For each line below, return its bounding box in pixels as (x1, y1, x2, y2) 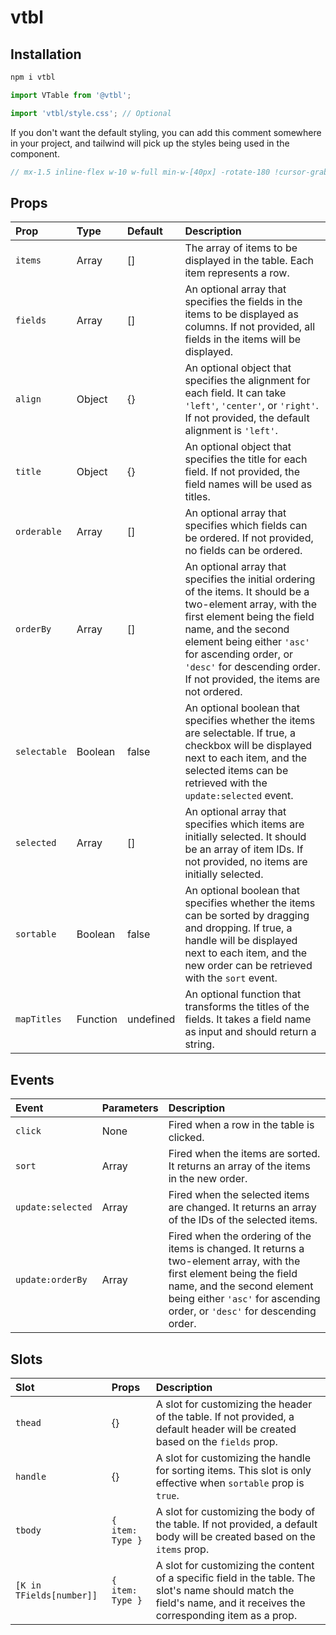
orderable (15, 526, 62, 538)
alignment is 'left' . (184, 424, 278, 438)
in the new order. (168, 1172, 248, 1186)
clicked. (168, 1131, 205, 1145)
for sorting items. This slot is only (155, 1463, 312, 1477)
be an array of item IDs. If (184, 842, 304, 856)
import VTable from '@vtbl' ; (10, 90, 132, 100)
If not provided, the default (184, 411, 310, 425)
